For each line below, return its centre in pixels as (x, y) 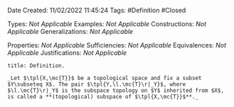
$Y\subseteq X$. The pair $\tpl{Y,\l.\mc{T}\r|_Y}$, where (97, 84)
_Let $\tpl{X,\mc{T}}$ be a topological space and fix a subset (105, 78)
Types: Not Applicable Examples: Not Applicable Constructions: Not (107, 24)
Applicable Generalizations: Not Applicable (70, 32)
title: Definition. (36, 66)
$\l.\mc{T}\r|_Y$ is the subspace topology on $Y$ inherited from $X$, (116, 91)
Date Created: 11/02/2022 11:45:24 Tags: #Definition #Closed (97, 10)
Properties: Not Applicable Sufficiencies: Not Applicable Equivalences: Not (117, 45)
